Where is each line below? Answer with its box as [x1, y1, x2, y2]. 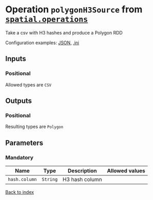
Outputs [5, 97, 32, 105]
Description [68, 167, 97, 174]
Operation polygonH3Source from [5, 4, 143, 15]
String [41, 176, 58, 182]
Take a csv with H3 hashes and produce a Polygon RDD [5, 29, 123, 35]
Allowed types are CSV [5, 81, 52, 88]
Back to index [5, 189, 34, 195]
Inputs [5, 54, 27, 63]
